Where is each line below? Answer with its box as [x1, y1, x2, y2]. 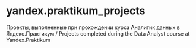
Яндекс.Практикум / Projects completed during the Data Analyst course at [6, 30, 190, 37]
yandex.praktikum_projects [6, 4, 146, 18]
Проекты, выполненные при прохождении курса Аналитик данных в [6, 24, 180, 31]
